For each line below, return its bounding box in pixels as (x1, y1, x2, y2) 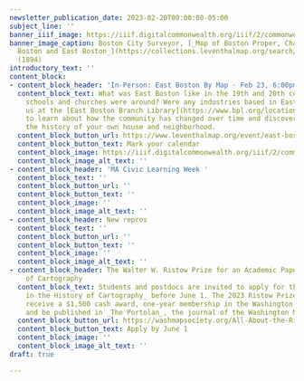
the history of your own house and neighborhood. (25, 123, 217, 132)
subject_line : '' (9, 22, 75, 31)
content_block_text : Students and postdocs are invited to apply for (17, 282, 285, 291)
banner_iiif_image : (9, 30, 83, 39)
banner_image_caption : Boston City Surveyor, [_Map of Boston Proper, (9, 38, 281, 48)
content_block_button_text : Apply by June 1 (17, 325, 188, 334)
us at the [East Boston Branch (25, 106, 144, 115)
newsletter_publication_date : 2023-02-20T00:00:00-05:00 (9, 13, 229, 23)
